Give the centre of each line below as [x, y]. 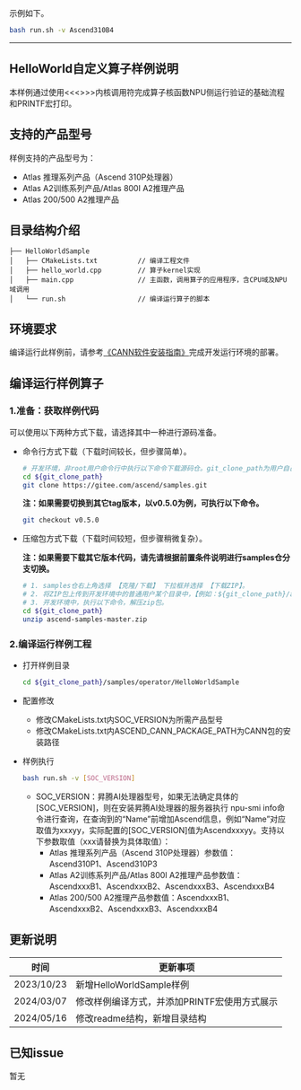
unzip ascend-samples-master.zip [85, 619]
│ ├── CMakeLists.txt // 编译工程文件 [99, 261]
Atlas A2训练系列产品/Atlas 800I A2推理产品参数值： [146, 875]
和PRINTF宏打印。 [43, 103]
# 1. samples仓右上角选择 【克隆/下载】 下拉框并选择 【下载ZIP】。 [135, 586]
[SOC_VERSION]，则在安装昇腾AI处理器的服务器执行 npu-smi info [156, 807]
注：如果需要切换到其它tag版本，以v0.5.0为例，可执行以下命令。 [143, 503]
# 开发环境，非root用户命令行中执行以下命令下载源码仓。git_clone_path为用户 [153, 468]
